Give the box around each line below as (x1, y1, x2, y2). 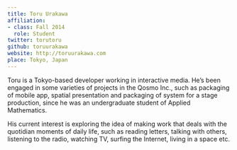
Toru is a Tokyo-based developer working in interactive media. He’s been (7, 76, 221, 84)
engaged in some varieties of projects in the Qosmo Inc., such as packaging (7, 83, 230, 92)
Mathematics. (7, 105, 48, 114)
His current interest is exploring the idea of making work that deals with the (7, 120, 227, 128)
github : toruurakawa (7, 43, 69, 50)
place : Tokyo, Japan (7, 57, 69, 64)
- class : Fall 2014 (7, 23, 65, 30)
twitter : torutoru (7, 37, 62, 44)
